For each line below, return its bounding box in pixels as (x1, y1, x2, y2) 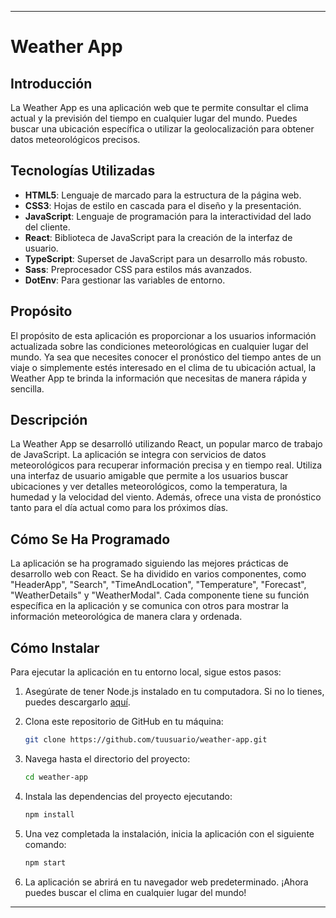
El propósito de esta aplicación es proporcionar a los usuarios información (10, 329, 317, 341)
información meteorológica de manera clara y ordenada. (10, 611, 243, 623)
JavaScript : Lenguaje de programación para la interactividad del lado (24, 210, 312, 222)
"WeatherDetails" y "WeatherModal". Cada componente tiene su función (10, 589, 310, 601)
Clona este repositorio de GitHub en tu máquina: (24, 716, 224, 728)
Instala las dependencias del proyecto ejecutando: (24, 790, 233, 802)
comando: (24, 838, 67, 850)
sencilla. (10, 382, 45, 395)
